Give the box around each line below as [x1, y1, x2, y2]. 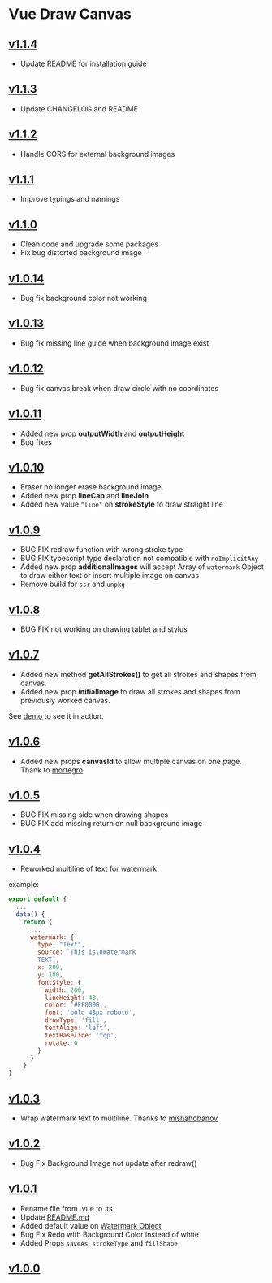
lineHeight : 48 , [44, 994, 100, 1002]
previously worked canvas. [19, 695, 111, 705]
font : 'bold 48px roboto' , [44, 1009, 136, 1017]
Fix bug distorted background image [19, 248, 142, 258]
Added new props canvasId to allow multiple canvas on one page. [19, 756, 242, 766]
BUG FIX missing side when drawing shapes [19, 810, 169, 820]
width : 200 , [44, 985, 85, 994]
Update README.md [19, 1212, 89, 1222]
